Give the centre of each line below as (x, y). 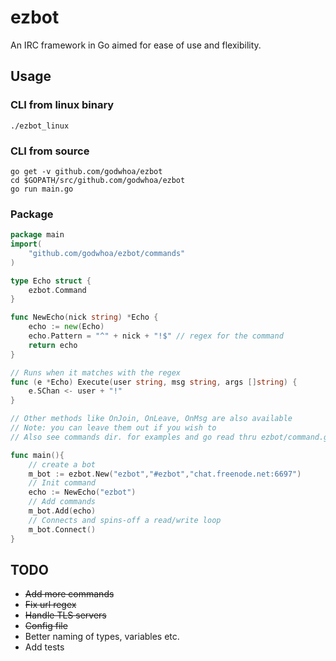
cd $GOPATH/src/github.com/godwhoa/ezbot (98, 180)
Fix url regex (50, 605)
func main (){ (37, 455)
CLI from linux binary (62, 105)
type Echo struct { (51, 281)
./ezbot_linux (40, 126)
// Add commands (62, 502)
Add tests (44, 647)
